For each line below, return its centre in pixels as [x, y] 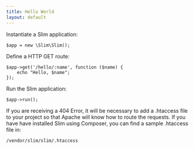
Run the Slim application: [36, 89]
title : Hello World [30, 12]
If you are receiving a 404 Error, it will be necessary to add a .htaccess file [97, 110]
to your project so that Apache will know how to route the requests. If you [96, 117]
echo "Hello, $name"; [43, 72]
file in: [14, 129]
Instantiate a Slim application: [42, 34]
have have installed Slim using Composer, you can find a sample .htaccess [97, 123]
